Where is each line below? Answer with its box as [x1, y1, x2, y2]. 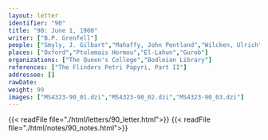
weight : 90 [8, 85, 45, 94]
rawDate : [8, 78, 37, 86]
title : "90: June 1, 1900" [8, 26, 98, 34]
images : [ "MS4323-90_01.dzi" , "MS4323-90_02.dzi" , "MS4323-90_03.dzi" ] [8, 93, 245, 101]
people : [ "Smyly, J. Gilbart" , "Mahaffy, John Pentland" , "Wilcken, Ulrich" [8, 41, 262, 49]
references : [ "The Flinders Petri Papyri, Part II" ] [8, 64, 187, 72]
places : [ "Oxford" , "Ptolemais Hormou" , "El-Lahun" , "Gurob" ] [8, 49, 209, 56]
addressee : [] [8, 71, 56, 79]
